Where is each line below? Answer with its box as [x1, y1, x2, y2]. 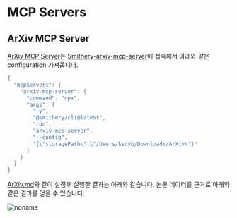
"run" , [33, 121, 52, 128]
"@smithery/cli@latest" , [33, 114, 106, 121]
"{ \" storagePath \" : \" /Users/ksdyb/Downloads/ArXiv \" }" [33, 140, 198, 147]
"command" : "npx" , [25, 95, 81, 102]
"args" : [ [25, 101, 55, 108]
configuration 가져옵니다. [7, 61, 79, 69]
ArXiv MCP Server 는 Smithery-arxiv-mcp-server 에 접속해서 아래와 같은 [7, 52, 210, 60]
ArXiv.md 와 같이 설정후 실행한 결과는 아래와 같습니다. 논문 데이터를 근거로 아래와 [7, 181, 230, 189]
